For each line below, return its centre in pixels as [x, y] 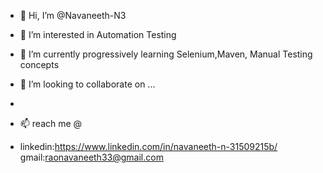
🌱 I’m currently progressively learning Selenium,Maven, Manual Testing [166, 54]
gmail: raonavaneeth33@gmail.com [91, 157]
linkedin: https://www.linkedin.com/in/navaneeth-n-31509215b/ [148, 146]
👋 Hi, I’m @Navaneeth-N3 [73, 15]
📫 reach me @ [51, 123]
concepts [39, 64]
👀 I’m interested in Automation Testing [98, 34]
